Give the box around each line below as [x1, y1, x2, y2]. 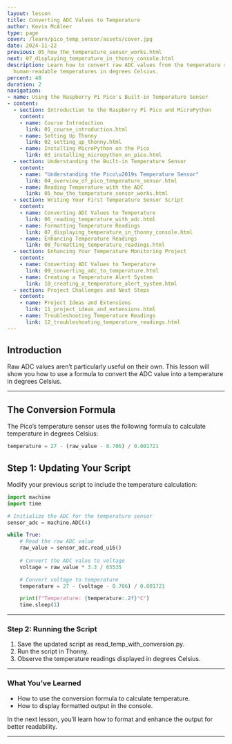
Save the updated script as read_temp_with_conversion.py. [17, 640, 185, 649]
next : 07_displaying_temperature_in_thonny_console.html [7, 55, 175, 62]
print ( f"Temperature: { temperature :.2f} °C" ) [19, 595, 150, 602]
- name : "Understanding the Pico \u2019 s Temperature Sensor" [19, 171, 199, 178]
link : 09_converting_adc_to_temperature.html [25, 267, 159, 274]
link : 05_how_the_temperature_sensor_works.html [25, 190, 168, 197]
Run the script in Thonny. [17, 647, 89, 655]
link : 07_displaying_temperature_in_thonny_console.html [25, 229, 193, 236]
